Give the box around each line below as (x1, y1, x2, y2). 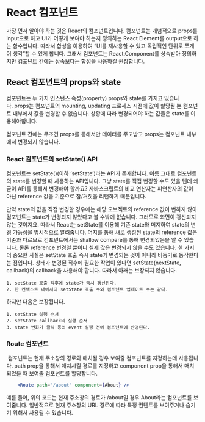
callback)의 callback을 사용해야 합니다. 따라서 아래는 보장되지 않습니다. (6, 267, 178, 274)
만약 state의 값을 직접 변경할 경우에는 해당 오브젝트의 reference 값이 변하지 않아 (6, 206, 198, 213)
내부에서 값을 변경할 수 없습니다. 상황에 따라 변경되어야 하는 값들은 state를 (12, 109, 190, 117)
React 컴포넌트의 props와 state (6, 77, 121, 87)
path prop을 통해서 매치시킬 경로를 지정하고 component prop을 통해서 (14, 362, 183, 369)
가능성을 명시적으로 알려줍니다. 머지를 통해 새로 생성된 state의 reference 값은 (12, 228, 198, 236)
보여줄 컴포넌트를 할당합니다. (29, 370, 98, 377)
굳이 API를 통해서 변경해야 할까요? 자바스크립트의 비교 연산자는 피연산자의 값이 (6, 185, 193, 192)
